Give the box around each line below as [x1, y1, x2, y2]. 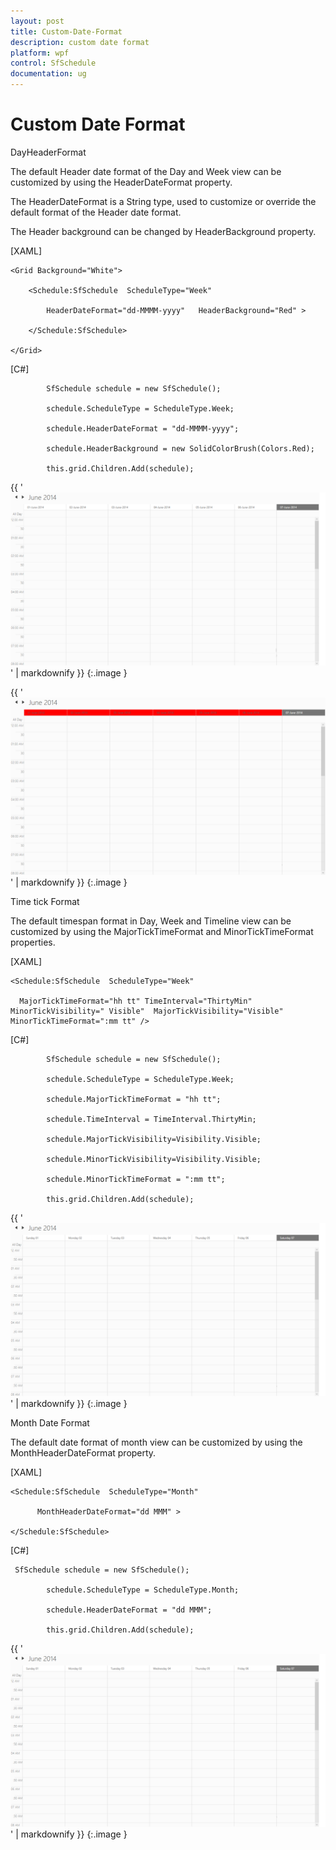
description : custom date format [10, 37, 150, 47]
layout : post [10, 16, 65, 26]
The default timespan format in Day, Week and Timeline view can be [10, 915, 292, 927]
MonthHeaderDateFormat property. [10, 1446, 157, 1459]
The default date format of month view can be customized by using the [10, 1436, 303, 1448]
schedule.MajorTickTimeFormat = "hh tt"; [46, 1094, 222, 1104]
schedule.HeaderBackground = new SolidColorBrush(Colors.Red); [46, 443, 315, 454]
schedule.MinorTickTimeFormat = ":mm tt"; [46, 1174, 226, 1184]
